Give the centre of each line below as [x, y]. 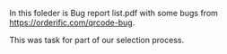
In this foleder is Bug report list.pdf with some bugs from [113, 13]
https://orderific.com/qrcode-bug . [72, 22]
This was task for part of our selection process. [97, 40]
